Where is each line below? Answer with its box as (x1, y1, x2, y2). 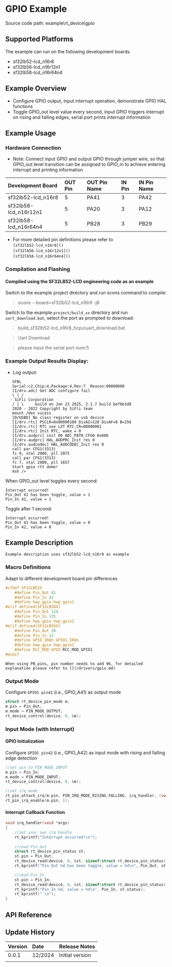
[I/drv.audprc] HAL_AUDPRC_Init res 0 (12, 437, 95, 443)
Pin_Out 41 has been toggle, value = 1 (5, 492, 91, 497)
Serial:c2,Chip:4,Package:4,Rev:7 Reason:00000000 (12, 384, 125, 389)
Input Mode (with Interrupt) (5, 725, 75, 732)
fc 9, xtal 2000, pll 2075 (12, 451, 70, 456)
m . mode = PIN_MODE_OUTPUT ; (5, 708, 63, 713)
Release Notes (59, 943, 96, 950)
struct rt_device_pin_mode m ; (5, 699, 70, 704)
